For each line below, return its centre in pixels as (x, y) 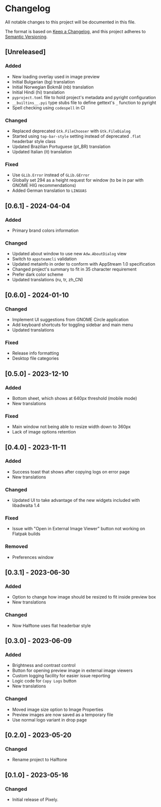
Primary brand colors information (45, 230)
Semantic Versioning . (26, 37)
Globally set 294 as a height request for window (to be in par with (78, 180)
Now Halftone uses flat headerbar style (51, 625)
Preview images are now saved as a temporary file (63, 714)
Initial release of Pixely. (35, 800)
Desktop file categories (36, 358)
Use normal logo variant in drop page (49, 720)
